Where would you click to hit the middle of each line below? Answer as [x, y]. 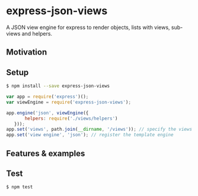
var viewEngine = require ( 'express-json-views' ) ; [69, 102]
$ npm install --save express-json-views [58, 86]
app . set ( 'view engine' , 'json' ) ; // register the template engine [90, 135]
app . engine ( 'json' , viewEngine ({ [47, 113]
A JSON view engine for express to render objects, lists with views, [88, 27]
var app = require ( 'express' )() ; [47, 97]
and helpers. [37, 33]
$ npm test [20, 187]
